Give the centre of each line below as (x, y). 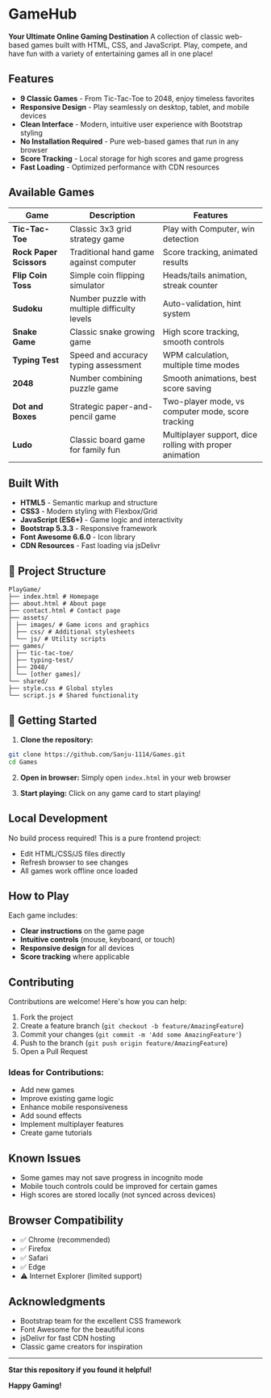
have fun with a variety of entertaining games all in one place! (111, 53)
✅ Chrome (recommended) (65, 1240)
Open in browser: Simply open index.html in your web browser (125, 777)
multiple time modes (201, 365)
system (177, 313)
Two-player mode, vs (203, 401)
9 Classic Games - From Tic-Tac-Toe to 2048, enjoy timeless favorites (137, 98)
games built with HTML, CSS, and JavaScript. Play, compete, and (139, 44)
